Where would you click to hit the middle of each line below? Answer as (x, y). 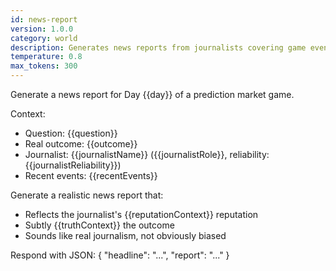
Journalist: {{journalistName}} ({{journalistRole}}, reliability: (147, 154)
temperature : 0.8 (46, 57)
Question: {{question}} (71, 133)
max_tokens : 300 (44, 66)
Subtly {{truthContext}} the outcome (99, 225)
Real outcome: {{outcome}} (81, 144)
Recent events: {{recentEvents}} (91, 175)
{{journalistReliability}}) (73, 165)
